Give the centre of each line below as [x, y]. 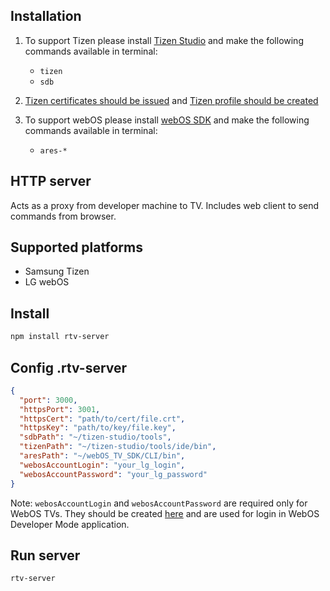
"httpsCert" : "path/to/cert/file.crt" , [102, 419]
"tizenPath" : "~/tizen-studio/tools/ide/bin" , [118, 447]
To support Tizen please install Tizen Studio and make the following [164, 40]
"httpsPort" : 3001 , [60, 409]
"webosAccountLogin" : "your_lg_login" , [102, 465]
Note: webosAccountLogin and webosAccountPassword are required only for [159, 503]
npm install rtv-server [60, 337]
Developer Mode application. [70, 524]
